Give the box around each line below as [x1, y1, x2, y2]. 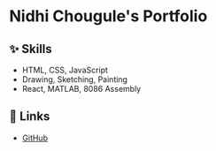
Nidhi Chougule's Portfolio [9, 6, 208, 26]
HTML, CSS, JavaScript [21, 64, 109, 75]
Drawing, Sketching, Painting [21, 74, 128, 85]
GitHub [21, 132, 49, 143]
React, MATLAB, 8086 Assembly [21, 84, 142, 94]
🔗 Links [9, 109, 50, 125]
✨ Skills [9, 42, 53, 57]
